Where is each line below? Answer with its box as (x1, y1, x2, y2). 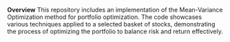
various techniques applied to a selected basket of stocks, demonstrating (7, 20, 216, 28)
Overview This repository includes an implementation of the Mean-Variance (7, 6, 223, 14)
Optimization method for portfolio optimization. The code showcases (7, 13, 202, 21)
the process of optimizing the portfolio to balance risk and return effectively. (7, 27, 224, 35)
